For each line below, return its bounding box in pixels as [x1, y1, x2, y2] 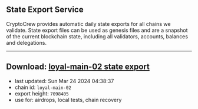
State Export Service [6, 5, 84, 15]
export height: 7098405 [14, 90, 69, 97]
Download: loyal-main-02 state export [6, 62, 150, 72]
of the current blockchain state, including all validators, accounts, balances [6, 32, 189, 40]
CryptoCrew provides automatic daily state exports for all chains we [6, 20, 171, 27]
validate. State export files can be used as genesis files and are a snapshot [6, 27, 188, 34]
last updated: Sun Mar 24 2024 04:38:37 [14, 77, 114, 84]
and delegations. [6, 39, 47, 46]
